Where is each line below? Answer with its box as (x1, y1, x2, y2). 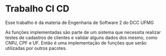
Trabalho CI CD (5, 3, 69, 14)
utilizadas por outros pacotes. (5, 45, 67, 51)
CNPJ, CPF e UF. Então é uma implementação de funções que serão (5, 39, 147, 45)
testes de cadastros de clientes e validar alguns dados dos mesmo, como (5, 34, 157, 40)
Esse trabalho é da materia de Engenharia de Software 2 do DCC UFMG (5, 19, 154, 25)
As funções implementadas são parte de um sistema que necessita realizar (5, 29, 161, 35)
